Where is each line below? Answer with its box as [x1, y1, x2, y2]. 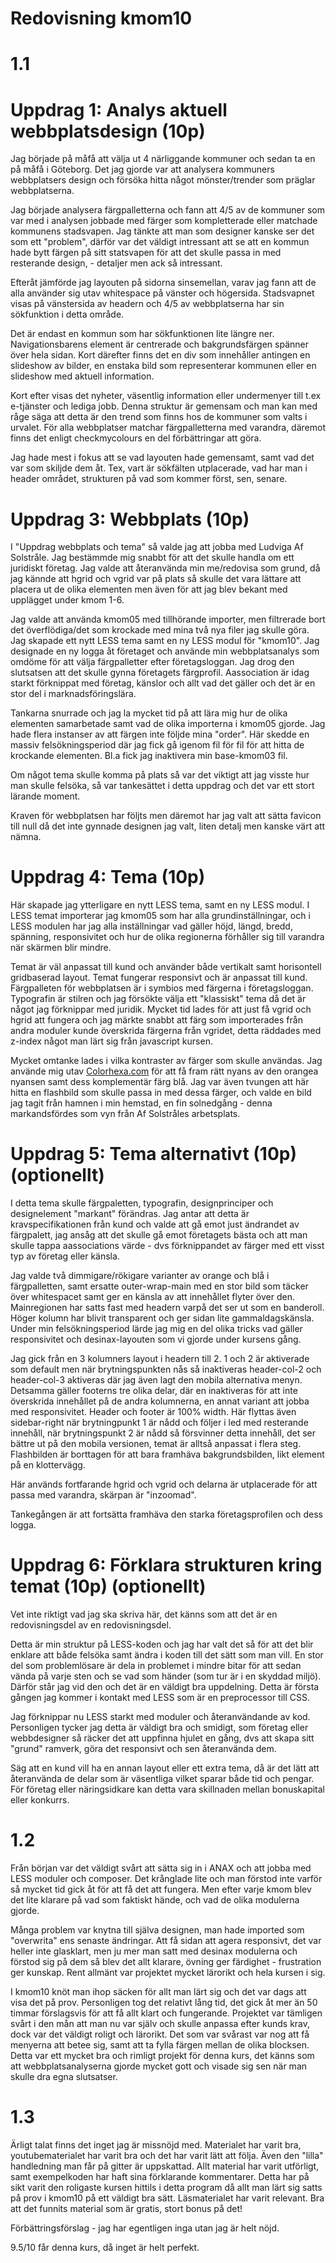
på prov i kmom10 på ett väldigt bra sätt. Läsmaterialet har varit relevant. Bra [10, 2192, 325, 2204]
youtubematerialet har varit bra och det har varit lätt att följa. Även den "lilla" [10, 2149, 324, 2161]
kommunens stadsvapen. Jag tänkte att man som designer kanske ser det [10, 225, 315, 237]
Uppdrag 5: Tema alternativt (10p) [10, 1143, 297, 1166]
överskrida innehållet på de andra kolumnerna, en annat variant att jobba [10, 1395, 310, 1407]
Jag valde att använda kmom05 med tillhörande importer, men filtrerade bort [10, 613, 326, 626]
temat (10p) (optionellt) [10, 1575, 207, 1598]
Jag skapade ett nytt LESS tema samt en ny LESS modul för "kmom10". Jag [10, 635, 320, 647]
